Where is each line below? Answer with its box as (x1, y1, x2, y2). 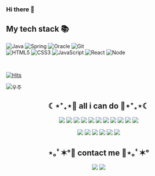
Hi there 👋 (6, 5, 35, 13)
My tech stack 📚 (6, 24, 69, 34)
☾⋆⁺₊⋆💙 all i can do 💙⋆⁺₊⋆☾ (48, 101, 150, 111)
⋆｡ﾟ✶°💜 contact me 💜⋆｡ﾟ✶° (48, 148, 150, 158)
